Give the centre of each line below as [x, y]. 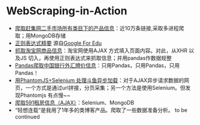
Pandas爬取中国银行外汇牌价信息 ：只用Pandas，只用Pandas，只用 [97, 65]
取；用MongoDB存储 [40, 35]
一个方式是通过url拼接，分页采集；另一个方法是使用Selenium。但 [105, 87]
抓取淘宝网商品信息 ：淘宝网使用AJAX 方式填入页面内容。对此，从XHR [101, 50]
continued [27, 117]
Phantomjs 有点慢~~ [45, 95]
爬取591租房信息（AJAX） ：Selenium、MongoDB [74, 102]
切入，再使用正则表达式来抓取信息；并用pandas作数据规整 [100, 58]
